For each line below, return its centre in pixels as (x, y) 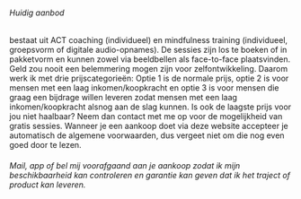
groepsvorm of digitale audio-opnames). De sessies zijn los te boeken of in (148, 50)
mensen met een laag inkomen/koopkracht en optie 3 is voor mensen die (144, 88)
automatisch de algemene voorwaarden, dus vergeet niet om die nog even (147, 135)
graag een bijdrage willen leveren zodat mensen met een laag (124, 98)
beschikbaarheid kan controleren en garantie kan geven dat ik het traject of (150, 175)
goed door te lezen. (46, 145)
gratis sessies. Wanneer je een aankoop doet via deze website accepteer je (149, 126)
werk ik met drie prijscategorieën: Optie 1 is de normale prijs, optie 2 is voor (149, 78)
